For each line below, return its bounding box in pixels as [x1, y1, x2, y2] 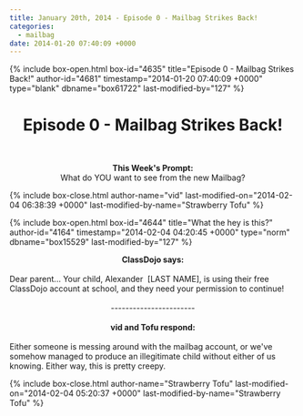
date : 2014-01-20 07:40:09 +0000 [9, 38, 136, 48]
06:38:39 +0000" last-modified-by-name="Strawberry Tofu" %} [21, 199, 264, 210]
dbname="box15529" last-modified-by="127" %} [9, 237, 193, 248]
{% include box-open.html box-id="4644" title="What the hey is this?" [9, 218, 273, 228]
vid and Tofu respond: [110, 322, 196, 333]
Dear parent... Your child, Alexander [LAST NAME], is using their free [9, 274, 270, 285]
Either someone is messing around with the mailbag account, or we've [9, 341, 273, 352]
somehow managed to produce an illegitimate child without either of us [9, 351, 276, 362]
